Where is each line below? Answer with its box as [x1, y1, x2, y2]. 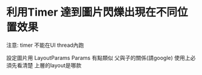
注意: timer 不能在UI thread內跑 [6, 41, 84, 49]
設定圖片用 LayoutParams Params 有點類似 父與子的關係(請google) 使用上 [6, 54, 191, 61]
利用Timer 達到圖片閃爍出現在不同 [6, 5, 178, 19]
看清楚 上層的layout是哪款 [16, 61, 82, 69]
